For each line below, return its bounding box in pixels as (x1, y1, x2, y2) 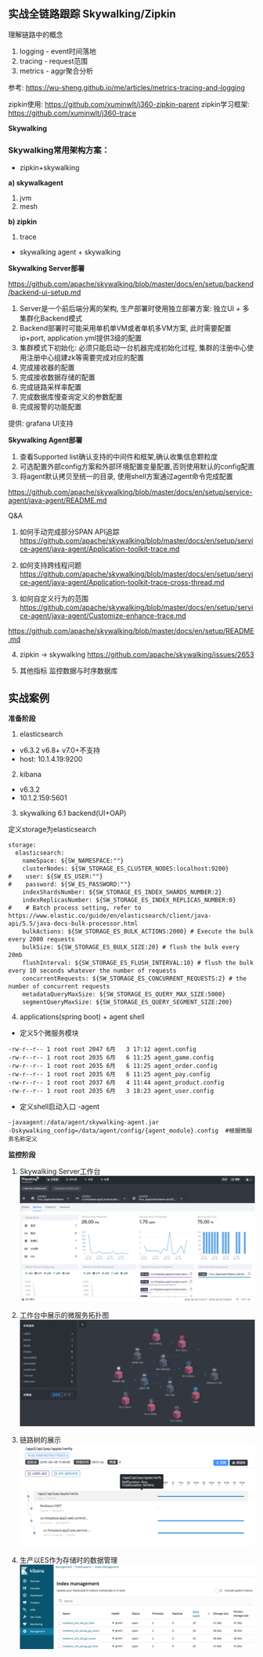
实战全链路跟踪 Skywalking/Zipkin (8, 7, 176, 21)
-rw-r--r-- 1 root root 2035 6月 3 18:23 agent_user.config (8, 1087, 214, 1095)
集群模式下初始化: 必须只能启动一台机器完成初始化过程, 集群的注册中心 (19, 343, 247, 353)
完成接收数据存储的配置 (19, 372, 95, 382)
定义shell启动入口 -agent (19, 1102, 100, 1111)
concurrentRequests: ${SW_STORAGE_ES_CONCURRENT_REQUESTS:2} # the (22, 975, 247, 982)
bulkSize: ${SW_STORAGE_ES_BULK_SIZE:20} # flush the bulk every (22, 943, 240, 951)
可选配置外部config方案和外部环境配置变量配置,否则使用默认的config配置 (19, 462, 255, 471)
